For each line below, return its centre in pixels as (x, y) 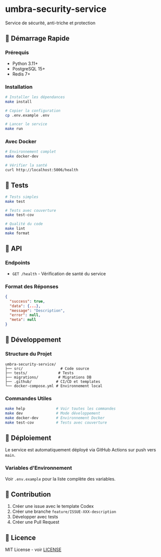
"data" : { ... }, (25, 306)
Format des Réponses (32, 286)
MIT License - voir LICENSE (33, 550)
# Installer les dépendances (35, 97)
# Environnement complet (31, 152)
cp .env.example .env (27, 115)
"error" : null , (25, 315)
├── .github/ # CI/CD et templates (53, 381)
